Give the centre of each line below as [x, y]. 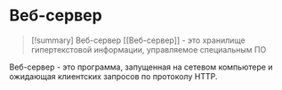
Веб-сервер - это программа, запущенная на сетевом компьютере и [141, 67]
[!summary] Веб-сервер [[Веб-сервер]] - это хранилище [138, 40]
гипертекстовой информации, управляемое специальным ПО [149, 49]
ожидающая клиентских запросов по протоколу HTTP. [113, 76]
